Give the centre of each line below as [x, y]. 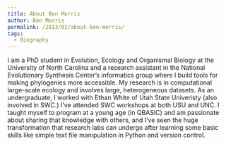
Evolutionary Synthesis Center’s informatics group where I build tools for [113, 75]
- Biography [31, 40]
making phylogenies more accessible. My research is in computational [110, 83]
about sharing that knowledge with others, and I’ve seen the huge [103, 120]
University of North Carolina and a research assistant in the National [106, 68]
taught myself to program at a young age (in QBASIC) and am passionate [113, 113]
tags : [15, 34]
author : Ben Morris [36, 20]
